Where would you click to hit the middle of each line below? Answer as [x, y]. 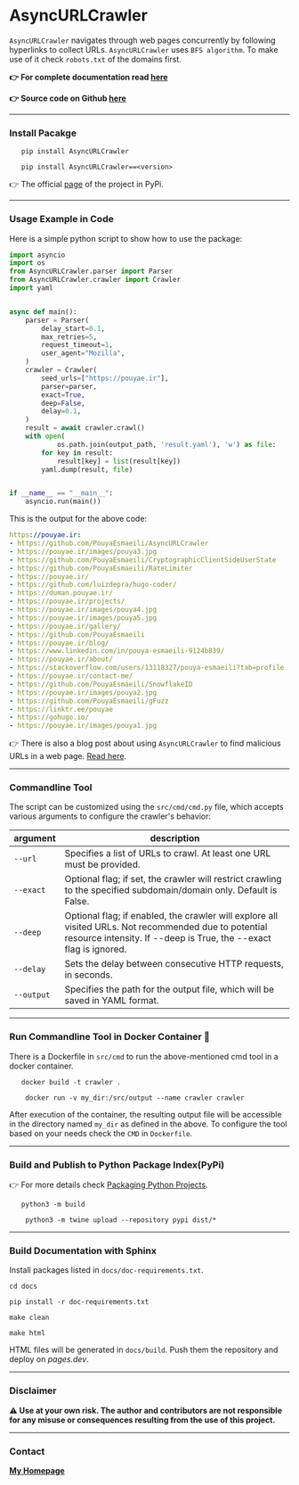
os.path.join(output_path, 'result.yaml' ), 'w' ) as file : [166, 444]
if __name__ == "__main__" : [61, 493]
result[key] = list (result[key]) [118, 461]
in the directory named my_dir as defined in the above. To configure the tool [148, 1124]
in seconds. [89, 975]
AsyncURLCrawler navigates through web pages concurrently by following [142, 40]
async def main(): [43, 312]
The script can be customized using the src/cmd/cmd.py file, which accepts [146, 807]
